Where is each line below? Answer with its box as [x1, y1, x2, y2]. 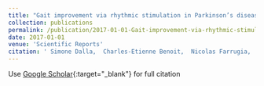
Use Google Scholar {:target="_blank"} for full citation [8, 70, 181, 78]
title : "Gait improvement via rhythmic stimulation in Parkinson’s [8, 11, 234, 20]
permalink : [8, 26, 44, 34]
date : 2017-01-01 [8, 33, 65, 41]
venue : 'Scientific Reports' [8, 41, 104, 48]
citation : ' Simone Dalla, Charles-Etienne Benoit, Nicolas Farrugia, [8, 48, 251, 56]
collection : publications [8, 19, 93, 27]
